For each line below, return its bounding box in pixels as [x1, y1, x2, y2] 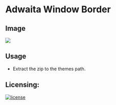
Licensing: [5, 80, 40, 89]
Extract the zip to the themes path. [12, 66, 86, 72]
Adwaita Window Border [5, 4, 111, 15]
